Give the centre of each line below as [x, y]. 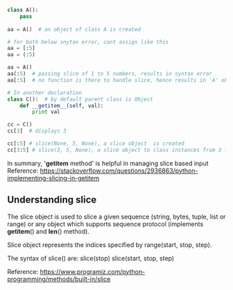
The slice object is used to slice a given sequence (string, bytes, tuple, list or [116, 216]
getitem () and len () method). [49, 231]
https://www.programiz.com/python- [93, 271]
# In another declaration [44, 93]
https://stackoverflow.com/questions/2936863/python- [119, 171]
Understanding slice [52, 200]
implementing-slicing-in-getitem [53, 178]
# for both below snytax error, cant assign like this [88, 42]
